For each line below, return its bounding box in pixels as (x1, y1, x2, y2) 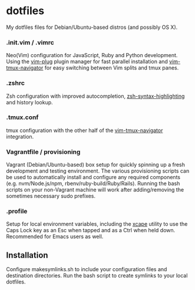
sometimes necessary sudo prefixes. (6, 193, 96, 200)
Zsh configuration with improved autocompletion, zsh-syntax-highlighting (6, 93, 185, 100)
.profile (6, 207, 28, 216)
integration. (6, 133, 34, 140)
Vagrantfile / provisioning (6, 147, 81, 156)
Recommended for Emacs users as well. (6, 233, 104, 240)
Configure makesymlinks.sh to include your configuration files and (6, 266, 167, 273)
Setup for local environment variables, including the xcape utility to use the (6, 220, 188, 228)
